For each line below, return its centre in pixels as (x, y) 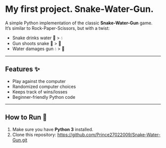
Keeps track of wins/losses (40, 92)
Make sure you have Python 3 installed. (53, 129)
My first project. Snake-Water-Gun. (80, 9)
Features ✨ (22, 69)
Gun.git (20, 140)
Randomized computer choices (44, 86)
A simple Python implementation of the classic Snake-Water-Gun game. (79, 23)
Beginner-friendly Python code (44, 97)
